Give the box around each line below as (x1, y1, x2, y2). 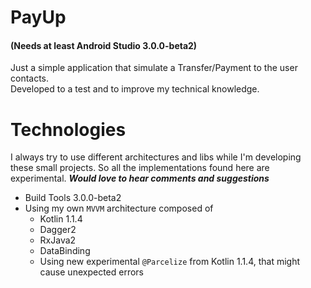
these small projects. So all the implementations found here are (10, 162, 270, 174)
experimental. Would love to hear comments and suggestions (10, 172, 270, 185)
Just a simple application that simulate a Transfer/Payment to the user (10, 62, 298, 74)
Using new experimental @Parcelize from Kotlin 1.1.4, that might (39, 256, 301, 268)
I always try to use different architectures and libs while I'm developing (10, 151, 302, 163)
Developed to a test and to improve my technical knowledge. (10, 83, 260, 95)
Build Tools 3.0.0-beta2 (24, 192, 122, 204)
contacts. (10, 72, 50, 85)
